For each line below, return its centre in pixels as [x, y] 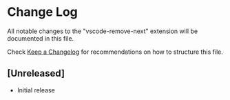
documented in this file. [41, 38]
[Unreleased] [36, 73]
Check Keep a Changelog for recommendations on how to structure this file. [115, 52]
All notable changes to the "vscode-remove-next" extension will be [103, 31]
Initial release [36, 90]
